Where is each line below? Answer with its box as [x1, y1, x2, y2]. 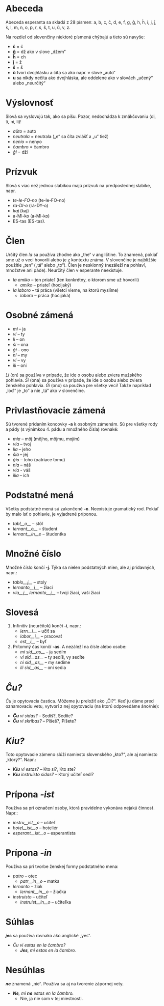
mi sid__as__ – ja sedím [20, 649, 67, 655]
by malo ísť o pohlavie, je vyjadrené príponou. [5, 511, 97, 517]
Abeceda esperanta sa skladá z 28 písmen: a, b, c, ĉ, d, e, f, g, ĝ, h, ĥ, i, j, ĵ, [5, 19, 157, 25]
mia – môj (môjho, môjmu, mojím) [12, 436, 80, 442]
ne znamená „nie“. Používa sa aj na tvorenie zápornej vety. [5, 981, 124, 987]
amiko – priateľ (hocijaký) [20, 282, 71, 288]
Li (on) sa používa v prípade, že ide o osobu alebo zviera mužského [5, 372, 142, 378]
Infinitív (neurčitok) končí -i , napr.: [12, 623, 81, 629]
